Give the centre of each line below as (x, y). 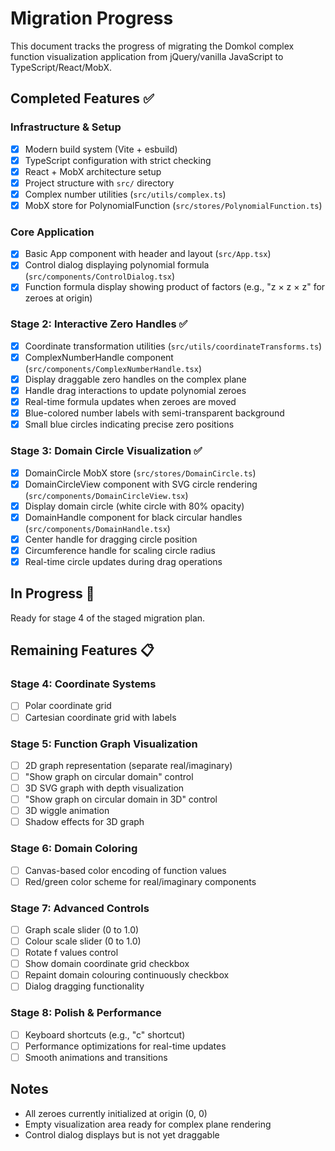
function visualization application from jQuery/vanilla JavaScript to (147, 56)
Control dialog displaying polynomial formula (117, 265)
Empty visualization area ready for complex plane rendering (148, 1124)
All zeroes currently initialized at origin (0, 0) (116, 1113)
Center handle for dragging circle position (111, 539)
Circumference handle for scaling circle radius (120, 550)
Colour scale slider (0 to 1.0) (83, 941)
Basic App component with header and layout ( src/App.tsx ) (148, 254)
